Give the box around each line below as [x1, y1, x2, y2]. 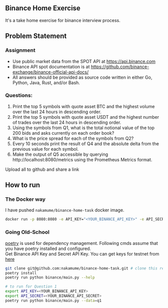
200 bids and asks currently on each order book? [12, 130, 114, 136]
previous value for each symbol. [12, 146, 79, 152]
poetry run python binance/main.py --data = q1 [5, 298, 101, 303]
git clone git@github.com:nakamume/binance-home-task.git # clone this [5, 265, 157, 271]
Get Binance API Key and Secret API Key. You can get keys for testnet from [5, 250, 159, 257]
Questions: [5, 92, 33, 99]
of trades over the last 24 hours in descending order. [12, 119, 121, 125]
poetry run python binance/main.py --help [5, 275, 95, 280]
